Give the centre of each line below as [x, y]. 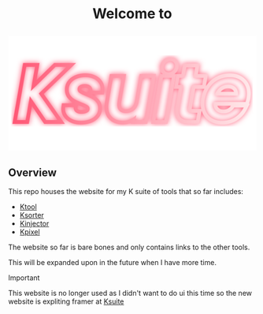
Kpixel [30, 232]
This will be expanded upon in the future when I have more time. [112, 263]
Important [24, 278]
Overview [33, 172]
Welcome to [132, 14]
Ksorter [32, 215]
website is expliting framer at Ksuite [66, 301]
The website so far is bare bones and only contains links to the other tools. [129, 247]
